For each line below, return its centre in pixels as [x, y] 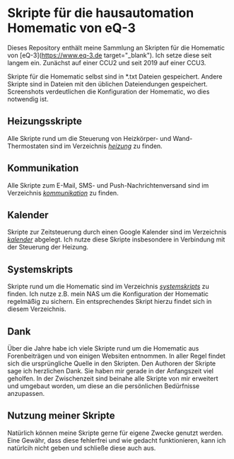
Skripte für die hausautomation [101, 13]
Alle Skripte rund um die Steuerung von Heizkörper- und [89, 138]
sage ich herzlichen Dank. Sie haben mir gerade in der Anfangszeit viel [111, 371]
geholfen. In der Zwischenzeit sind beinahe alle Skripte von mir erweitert [113, 378]
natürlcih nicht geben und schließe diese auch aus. [82, 448]
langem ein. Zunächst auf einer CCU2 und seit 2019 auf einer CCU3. [107, 62]
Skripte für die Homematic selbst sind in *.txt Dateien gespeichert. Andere [115, 76]
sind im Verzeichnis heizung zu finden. [106, 146]
